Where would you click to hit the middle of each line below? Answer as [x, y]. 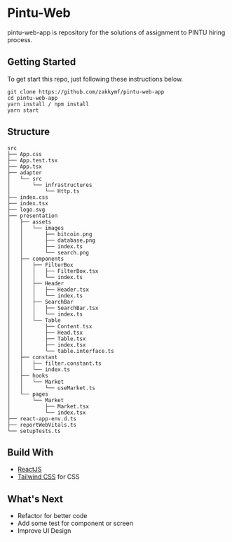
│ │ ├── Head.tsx [45, 333]
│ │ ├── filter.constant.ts [54, 363]
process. [20, 39]
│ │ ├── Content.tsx [50, 326]
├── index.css [28, 197]
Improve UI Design [44, 531]
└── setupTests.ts [34, 431]
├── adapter [25, 173]
